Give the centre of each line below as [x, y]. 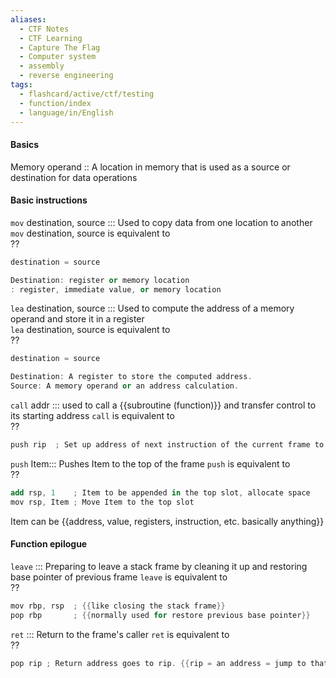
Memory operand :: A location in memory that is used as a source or [150, 167]
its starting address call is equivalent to [92, 416]
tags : [21, 85]
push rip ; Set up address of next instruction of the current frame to [167, 445]
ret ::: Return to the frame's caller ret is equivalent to [120, 634]
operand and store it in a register [77, 319]
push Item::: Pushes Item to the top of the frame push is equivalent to [150, 463]
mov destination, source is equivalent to [90, 233]
